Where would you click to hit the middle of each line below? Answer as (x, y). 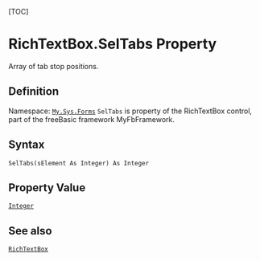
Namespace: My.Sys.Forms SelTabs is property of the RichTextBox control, (130, 111)
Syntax (27, 145)
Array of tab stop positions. (54, 66)
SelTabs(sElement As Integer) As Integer (79, 163)
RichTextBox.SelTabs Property (113, 44)
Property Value (47, 188)
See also (30, 231)
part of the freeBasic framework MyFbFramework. (91, 119)
